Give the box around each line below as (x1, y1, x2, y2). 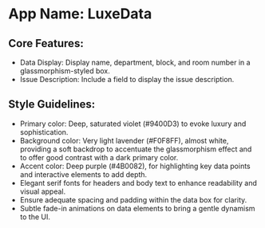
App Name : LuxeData (8, 5, 152, 23)
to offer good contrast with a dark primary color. (19, 152, 179, 162)
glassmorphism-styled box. (19, 66, 110, 76)
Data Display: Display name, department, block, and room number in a (19, 57, 251, 67)
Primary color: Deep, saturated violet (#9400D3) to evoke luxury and (19, 119, 247, 128)
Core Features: (8, 37, 84, 50)
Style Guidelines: (8, 97, 96, 112)
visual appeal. (19, 187, 66, 196)
